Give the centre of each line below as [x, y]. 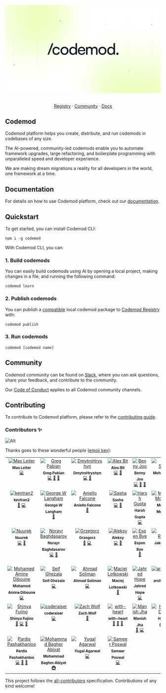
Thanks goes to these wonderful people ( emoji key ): [58, 450]
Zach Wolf [87, 613]
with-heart [118, 618]
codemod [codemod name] [30, 347]
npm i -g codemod [23, 238]
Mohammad [54, 656]
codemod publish [22, 324]
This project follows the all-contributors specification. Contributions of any [81, 681]
